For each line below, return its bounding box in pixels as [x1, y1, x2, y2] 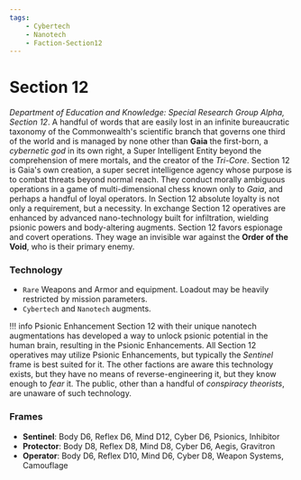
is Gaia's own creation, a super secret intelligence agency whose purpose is [9, 164, 293, 176]
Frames [9, 411, 43, 423]
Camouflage [22, 459, 69, 470]
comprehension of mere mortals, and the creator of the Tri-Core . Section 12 [9, 155, 290, 166]
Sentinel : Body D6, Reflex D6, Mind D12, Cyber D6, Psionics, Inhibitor [22, 430, 280, 442]
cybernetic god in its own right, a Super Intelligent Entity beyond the [9, 145, 262, 156]
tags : [9, 13, 30, 23]
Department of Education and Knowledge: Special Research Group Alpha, [9, 107, 286, 118]
